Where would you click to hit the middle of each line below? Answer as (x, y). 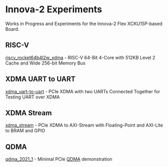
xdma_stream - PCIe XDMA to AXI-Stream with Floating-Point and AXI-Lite (84, 125)
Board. (12, 29)
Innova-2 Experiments (54, 9)
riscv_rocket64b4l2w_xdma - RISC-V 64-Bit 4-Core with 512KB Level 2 (80, 57)
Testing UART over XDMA (33, 97)
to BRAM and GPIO (25, 131)
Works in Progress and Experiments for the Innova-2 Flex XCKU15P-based (84, 24)
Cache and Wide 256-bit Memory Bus (45, 63)
